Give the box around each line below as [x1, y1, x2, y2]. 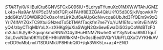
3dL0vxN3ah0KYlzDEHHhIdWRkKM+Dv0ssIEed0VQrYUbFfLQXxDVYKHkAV [5, 35, 159, 40]
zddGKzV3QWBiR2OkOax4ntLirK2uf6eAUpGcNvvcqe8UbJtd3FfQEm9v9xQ [5, 14, 158, 20]
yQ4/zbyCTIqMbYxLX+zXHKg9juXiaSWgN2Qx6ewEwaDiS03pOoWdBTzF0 [5, 25, 155, 30]
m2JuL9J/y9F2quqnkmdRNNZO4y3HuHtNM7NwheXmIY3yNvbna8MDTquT [5, 30, 158, 35]
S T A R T [5, 4, 19, 10]
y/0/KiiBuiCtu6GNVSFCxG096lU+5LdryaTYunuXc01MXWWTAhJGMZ [19, 4, 158, 10]
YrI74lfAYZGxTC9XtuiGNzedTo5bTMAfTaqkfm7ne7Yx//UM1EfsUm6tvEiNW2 [5, 19, 158, 25]
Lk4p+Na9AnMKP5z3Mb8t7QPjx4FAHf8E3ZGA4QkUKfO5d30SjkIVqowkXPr [5, 9, 158, 15]
